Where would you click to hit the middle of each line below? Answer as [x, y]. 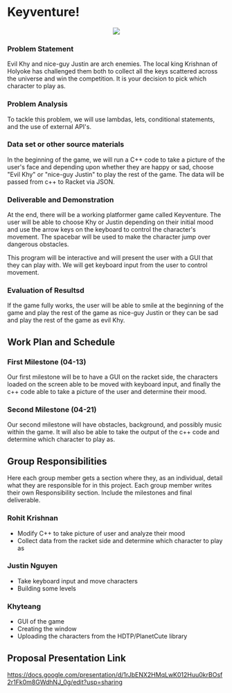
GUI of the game [41, 622]
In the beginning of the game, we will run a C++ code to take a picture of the [116, 160]
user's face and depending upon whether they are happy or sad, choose [110, 166]
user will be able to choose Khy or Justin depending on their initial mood [110, 222]
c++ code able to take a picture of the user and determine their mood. [107, 392]
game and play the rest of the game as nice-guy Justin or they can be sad [113, 313]
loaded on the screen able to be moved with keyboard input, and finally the [114, 384]
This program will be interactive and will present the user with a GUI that [110, 258]
